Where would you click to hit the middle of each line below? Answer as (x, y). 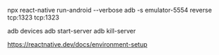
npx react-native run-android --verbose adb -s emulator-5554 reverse (109, 10)
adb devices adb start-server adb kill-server (72, 31)
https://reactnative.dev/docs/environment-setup (77, 44)
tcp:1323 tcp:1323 (34, 17)
